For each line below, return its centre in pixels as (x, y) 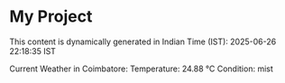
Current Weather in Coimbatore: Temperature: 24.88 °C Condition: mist (141, 69)
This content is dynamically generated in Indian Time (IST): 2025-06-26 (143, 41)
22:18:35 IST (33, 51)
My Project (51, 17)
